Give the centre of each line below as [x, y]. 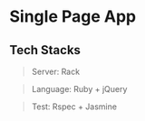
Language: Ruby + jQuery [79, 89]
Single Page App [73, 17]
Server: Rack [55, 71]
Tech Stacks [45, 50]
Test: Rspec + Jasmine [74, 107]
